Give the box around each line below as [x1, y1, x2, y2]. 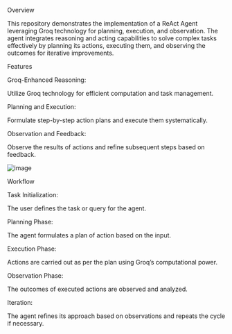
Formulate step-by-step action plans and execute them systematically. [7, 116, 208, 124]
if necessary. [7, 319, 44, 327]
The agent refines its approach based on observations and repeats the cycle [7, 312, 226, 320]
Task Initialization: [7, 191, 59, 199]
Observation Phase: [7, 272, 64, 280]
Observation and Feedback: [7, 130, 87, 137]
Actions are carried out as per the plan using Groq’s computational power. [7, 258, 218, 266]
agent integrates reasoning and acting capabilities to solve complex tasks [7, 34, 217, 42]
